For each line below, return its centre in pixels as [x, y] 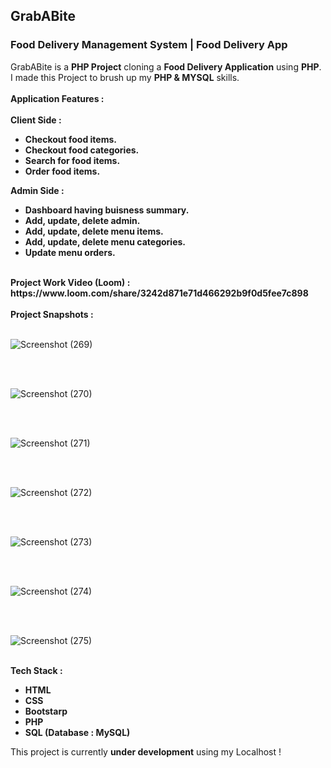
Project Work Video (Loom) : [70, 282]
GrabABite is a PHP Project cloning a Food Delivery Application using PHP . [166, 66]
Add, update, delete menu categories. [105, 241]
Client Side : [36, 120]
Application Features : [57, 98]
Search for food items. [72, 160]
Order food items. [62, 171]
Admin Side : [37, 190]
